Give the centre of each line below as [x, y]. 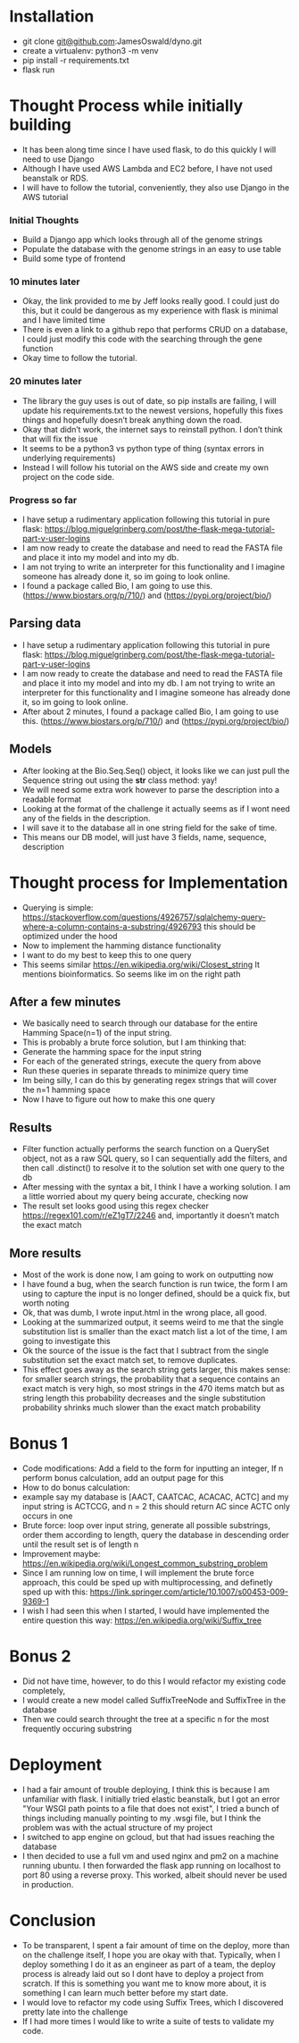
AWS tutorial [45, 197]
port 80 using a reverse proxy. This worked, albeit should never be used [154, 1875]
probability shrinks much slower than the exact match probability [141, 1408]
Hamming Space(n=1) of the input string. [97, 1033]
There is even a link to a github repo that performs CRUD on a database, [155, 330]
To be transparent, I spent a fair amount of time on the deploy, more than [156, 1945]
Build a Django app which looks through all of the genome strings [142, 240]
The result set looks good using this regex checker [116, 1206]
